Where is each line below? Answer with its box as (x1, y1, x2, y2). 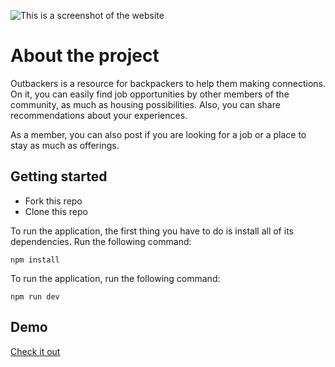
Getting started (10, 168, 108, 185)
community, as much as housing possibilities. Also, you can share (10, 98, 281, 110)
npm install (10, 255, 60, 265)
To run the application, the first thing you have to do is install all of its (10, 225, 294, 237)
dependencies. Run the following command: (10, 235, 192, 247)
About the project (10, 45, 160, 67)
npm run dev (10, 291, 60, 302)
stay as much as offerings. (10, 139, 120, 151)
